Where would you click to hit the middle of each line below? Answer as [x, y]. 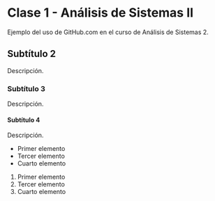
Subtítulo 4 [24, 120]
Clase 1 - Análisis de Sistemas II [101, 13]
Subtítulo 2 [31, 54]
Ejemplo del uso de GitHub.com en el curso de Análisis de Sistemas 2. [108, 32]
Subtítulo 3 [26, 88]
